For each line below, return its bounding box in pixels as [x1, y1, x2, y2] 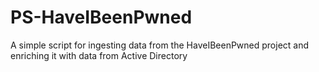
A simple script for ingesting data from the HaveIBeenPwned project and [10, 39, 310, 51]
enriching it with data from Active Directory [10, 49, 188, 61]
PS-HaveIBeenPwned [10, 6, 193, 29]
